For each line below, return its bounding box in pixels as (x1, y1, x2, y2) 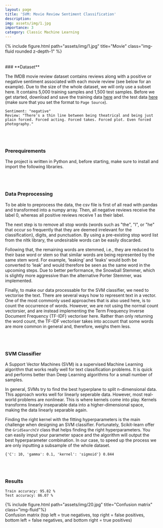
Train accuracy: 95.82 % (5, 489, 55, 494)
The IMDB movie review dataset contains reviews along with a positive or (5, 74, 152, 79)
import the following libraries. (5, 164, 64, 170)
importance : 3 (5, 25, 34, 30)
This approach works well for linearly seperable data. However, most (5, 391, 143, 397)
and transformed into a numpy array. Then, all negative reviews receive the (5, 207, 156, 213)
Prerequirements (5, 147, 46, 154)
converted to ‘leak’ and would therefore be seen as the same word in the (5, 262, 151, 268)
